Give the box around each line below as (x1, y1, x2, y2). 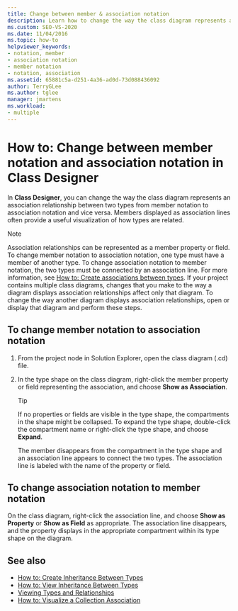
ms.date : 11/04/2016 (7, 30, 69, 38)
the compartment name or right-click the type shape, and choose (17, 425, 209, 433)
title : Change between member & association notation (7, 10, 170, 18)
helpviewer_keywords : (7, 43, 72, 50)
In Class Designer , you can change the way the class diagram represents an (7, 193, 231, 202)
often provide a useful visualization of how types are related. (7, 215, 184, 224)
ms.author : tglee (7, 89, 59, 96)
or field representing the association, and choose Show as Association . (17, 382, 228, 391)
